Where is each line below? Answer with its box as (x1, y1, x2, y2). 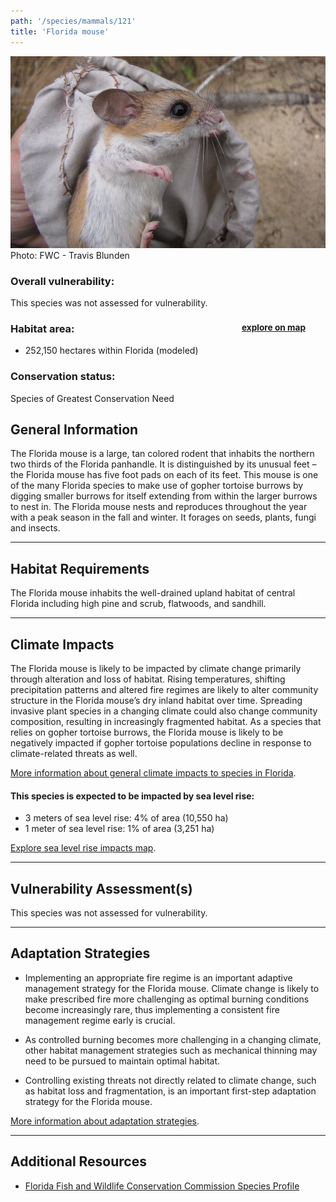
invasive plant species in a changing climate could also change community (10, 705, 318, 717)
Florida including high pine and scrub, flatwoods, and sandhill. (10, 598, 267, 610)
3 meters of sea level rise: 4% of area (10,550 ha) (24, 812, 229, 824)
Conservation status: (10, 370, 116, 384)
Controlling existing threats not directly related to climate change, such (24, 1074, 317, 1086)
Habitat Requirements (10, 560, 150, 577)
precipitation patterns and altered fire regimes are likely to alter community (10, 683, 319, 695)
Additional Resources (10, 1153, 147, 1170)
